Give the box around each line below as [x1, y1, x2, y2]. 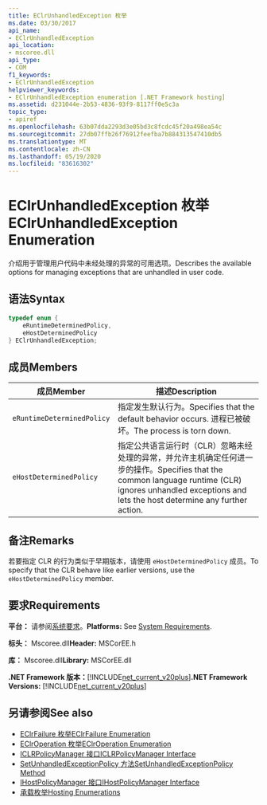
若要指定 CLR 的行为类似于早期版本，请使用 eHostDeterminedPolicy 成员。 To [8, 556, 259, 566]
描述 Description [155, 386, 217, 397]
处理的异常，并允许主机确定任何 [118, 452, 238, 463]
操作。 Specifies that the [133, 464, 223, 475]
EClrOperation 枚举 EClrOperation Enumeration [19, 739, 172, 748]
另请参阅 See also [8, 706, 94, 720]
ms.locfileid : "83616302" [8, 160, 94, 168]
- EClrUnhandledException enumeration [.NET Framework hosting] [8, 93, 226, 101]
